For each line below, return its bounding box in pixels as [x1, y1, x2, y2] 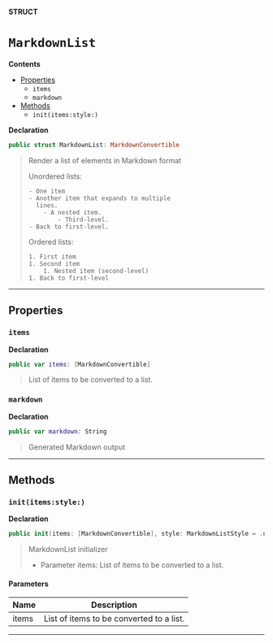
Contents [8, 59, 41, 68]
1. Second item [28, 259, 80, 267]
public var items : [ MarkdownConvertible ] [8, 360, 151, 368]
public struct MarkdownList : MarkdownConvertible [8, 141, 180, 149]
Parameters [8, 579, 49, 589]
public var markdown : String [8, 427, 107, 436]
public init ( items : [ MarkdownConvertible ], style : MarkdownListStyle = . [8, 530, 264, 538]
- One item [28, 187, 66, 195]
